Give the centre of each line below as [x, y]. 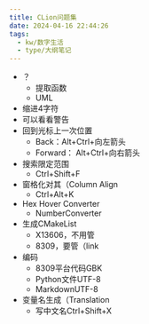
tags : [19, 34]
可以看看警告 [45, 120]
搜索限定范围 [45, 164]
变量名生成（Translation [66, 300]
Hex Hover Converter [61, 204]
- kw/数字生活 [40, 42]
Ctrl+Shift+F [58, 174]
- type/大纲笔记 [45, 51]
